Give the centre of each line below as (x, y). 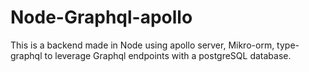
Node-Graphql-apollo (101, 17)
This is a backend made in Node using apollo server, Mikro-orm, (142, 45)
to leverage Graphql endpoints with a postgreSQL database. (168, 55)
